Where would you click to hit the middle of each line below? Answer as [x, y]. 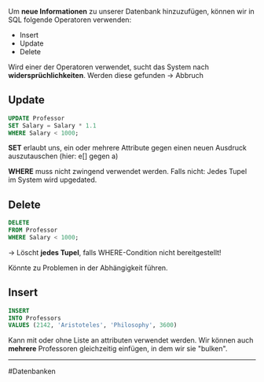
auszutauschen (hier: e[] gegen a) [63, 156]
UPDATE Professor [37, 118]
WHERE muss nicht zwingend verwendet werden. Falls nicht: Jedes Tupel [128, 172]
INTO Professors [35, 318]
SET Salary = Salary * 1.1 [52, 125]
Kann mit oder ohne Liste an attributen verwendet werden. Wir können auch [131, 340]
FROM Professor [33, 230]
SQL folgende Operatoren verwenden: [70, 20]
